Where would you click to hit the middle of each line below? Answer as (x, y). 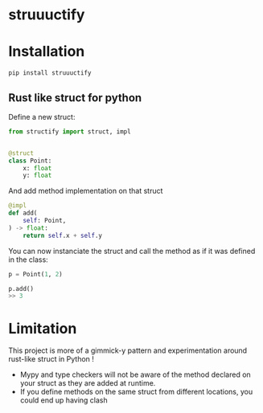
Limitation (43, 328)
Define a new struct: (42, 117)
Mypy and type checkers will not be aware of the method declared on (135, 374)
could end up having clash (64, 400)
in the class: (28, 260)
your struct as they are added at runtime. (88, 383)
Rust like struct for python (75, 98)
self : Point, (45, 221)
